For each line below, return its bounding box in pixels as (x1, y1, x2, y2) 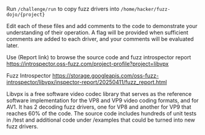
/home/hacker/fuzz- (120, 6, 171, 12)
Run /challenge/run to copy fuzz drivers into (6, 5, 120, 12)
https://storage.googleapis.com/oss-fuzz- (52, 72, 159, 79)
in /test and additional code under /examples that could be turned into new (6, 116, 195, 123)
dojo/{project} (6, 12, 45, 18)
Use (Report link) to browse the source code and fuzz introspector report (6, 54, 191, 60)
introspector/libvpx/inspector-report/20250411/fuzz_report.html (6, 79, 168, 86)
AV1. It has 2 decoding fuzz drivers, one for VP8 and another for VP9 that (6, 103, 191, 111)
